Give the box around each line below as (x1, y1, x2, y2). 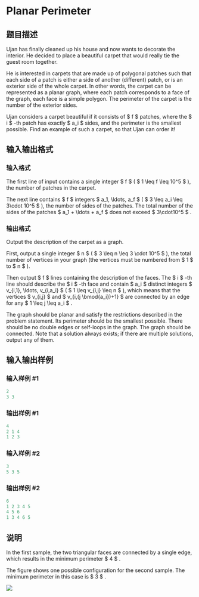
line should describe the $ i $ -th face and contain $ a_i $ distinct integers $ (6, 280, 192, 287)
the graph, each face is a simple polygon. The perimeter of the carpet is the (6, 95, 192, 102)
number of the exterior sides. (6, 101, 77, 109)
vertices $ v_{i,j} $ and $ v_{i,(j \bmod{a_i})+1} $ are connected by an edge (6, 293, 189, 300)
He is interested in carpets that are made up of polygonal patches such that (6, 70, 192, 77)
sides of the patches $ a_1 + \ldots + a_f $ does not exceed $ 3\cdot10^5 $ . (6, 208, 192, 215)
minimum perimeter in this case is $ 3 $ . (6, 573, 106, 580)
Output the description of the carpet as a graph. (6, 238, 124, 245)
